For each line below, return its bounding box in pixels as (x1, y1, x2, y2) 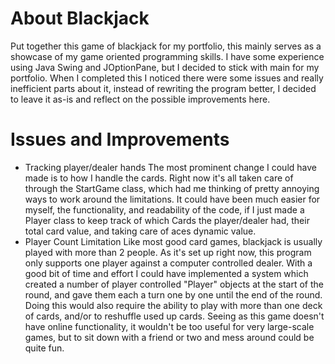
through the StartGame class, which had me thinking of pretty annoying (24, 182, 320, 194)
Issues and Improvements (10, 128, 230, 151)
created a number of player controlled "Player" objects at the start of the (24, 278, 324, 290)
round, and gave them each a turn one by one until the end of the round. (24, 288, 323, 301)
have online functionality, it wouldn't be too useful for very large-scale (24, 320, 315, 332)
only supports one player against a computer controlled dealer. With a (24, 257, 313, 269)
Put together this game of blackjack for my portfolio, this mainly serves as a (10, 40, 322, 52)
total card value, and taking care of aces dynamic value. (24, 225, 257, 237)
